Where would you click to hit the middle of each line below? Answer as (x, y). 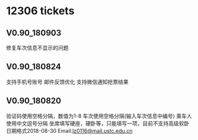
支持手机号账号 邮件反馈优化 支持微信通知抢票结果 (67, 82)
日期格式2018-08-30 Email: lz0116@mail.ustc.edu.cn (69, 131)
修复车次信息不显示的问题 (37, 48)
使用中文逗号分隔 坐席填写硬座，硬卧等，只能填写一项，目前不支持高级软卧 (98, 123)
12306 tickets (40, 11)
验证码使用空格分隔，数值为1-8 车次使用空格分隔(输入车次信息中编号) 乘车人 (99, 116)
